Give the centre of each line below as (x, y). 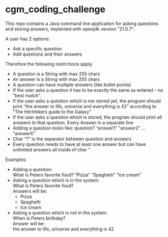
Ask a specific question (37, 48)
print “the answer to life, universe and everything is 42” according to (85, 106)
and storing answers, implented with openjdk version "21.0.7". (70, 29)
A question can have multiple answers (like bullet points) (72, 85)
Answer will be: (29, 223)
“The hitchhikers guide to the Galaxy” (52, 112)
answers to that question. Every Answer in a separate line (73, 122)
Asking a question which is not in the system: (60, 213)
